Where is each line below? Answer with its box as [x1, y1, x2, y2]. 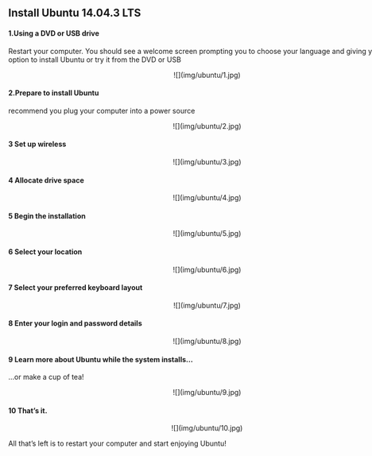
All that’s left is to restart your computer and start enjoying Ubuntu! [8, 439, 227, 448]
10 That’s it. [8, 405, 48, 415]
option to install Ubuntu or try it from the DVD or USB [8, 55, 181, 64]
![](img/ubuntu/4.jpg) [172, 193, 242, 203]
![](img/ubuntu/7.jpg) [173, 300, 241, 310]
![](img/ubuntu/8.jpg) [172, 337, 242, 346]
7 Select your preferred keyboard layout [8, 283, 143, 292]
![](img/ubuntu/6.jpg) [172, 265, 242, 274]
